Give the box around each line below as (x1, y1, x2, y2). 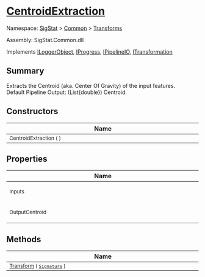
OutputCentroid (9, 209, 47, 216)
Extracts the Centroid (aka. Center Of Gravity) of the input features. (6, 82, 176, 89)
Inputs (9, 188, 24, 195)
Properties (6, 154, 48, 164)
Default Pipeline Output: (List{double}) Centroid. (6, 88, 127, 96)
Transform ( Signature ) (9, 262, 66, 270)
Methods (6, 234, 41, 245)
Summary (6, 66, 45, 76)
